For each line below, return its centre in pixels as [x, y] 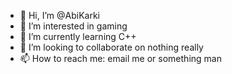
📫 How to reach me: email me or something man [120, 58]
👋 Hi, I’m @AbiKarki [59, 15]
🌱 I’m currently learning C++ [78, 36]
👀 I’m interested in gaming [73, 26]
